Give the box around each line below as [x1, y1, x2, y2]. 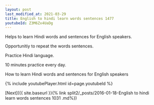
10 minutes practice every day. [5, 62, 67, 68]
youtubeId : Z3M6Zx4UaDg [5, 20, 53, 26]
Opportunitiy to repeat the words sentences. [5, 43, 94, 49]
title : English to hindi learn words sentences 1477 [5, 16, 114, 21]
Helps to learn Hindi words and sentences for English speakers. [5, 34, 132, 40]
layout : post [5, 7, 32, 12]
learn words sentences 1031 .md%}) [5, 95, 77, 101]
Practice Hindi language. [5, 53, 54, 59]
